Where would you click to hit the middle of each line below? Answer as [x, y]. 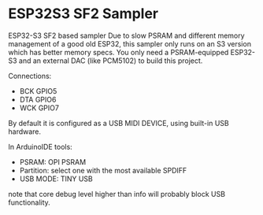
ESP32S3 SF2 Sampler [83, 14]
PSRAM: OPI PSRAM [53, 161]
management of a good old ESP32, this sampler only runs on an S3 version [130, 43]
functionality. [30, 202]
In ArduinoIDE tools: [40, 146]
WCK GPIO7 [39, 108]
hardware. [25, 132]
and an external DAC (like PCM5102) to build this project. [111, 61]
